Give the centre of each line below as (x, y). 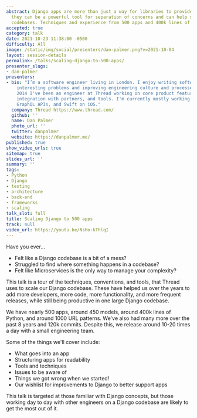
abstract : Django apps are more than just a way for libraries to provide (99, 11)
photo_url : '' (28, 126)
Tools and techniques (40, 366)
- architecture (25, 191)
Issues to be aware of (41, 372)
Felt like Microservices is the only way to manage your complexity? (96, 270)
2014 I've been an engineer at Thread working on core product (96, 93)
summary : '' (21, 164)
